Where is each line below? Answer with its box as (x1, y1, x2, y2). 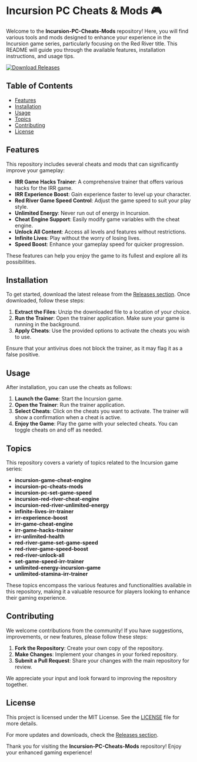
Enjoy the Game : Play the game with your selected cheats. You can (14, 420, 178, 427)
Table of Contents (6, 81, 74, 91)
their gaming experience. (6, 594, 67, 601)
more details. (6, 720, 38, 727)
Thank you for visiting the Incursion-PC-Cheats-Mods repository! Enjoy (6, 743, 182, 750)
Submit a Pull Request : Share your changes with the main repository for (14, 657, 189, 664)
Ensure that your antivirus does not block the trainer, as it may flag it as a (6, 345, 183, 352)
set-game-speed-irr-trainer (14, 558, 84, 564)
